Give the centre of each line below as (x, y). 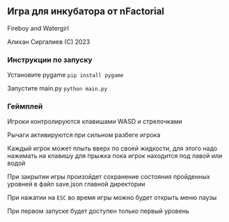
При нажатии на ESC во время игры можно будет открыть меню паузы (112, 198)
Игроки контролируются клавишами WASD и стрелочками (95, 122)
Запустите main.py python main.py (57, 88)
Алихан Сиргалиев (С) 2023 (49, 42)
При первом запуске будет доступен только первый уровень (98, 211)
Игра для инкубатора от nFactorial (86, 11)
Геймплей (25, 106)
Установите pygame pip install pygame (65, 75)
